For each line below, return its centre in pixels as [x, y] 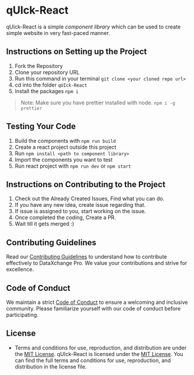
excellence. [20, 270]
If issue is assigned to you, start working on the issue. [80, 211]
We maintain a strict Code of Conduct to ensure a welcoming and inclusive [97, 302]
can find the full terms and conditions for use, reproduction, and [93, 360]
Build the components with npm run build [65, 140]
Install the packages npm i [46, 91]
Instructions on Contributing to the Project [86, 184]
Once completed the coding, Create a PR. [65, 217]
